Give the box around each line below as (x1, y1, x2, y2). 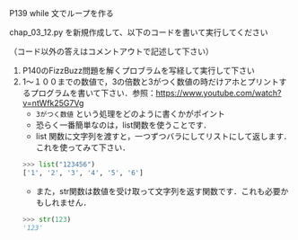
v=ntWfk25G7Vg (22, 98, 84, 108)
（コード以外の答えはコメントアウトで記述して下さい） (9, 46, 214, 57)
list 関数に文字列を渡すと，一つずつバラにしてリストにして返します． (35, 131, 292, 141)
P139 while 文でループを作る (9, 8, 114, 18)
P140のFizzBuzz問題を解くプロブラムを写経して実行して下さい (22, 66, 256, 76)
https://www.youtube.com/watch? (155, 88, 282, 98)
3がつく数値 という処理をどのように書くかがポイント (35, 109, 226, 119)
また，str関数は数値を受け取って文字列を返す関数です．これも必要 (35, 185, 281, 196)
